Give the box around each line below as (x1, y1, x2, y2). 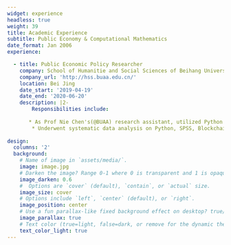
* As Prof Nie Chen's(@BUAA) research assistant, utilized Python (28, 118, 223, 125)
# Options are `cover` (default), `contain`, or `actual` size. (19, 182, 211, 189)
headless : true (7, 17, 51, 23)
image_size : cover (19, 189, 72, 196)
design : (7, 138, 30, 145)
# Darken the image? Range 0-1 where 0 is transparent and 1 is (19, 169, 208, 176)
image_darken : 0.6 (19, 176, 72, 183)
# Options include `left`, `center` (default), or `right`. (19, 195, 195, 202)
